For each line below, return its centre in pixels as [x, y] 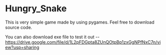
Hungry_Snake [36, 9]
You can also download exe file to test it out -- [52, 37]
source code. [19, 27]
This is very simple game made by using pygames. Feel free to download [80, 22]
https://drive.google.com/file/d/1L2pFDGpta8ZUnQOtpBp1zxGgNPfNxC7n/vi [83, 42]
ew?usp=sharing [22, 47]
